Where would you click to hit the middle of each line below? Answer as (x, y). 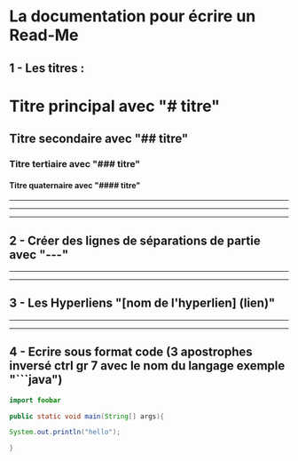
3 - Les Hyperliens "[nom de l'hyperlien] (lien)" (142, 303)
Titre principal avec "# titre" (114, 106)
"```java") (36, 380)
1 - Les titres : (47, 68)
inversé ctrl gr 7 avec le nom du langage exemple (147, 366)
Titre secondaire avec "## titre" (99, 139)
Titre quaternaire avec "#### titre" (75, 185)
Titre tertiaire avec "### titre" (74, 164)
